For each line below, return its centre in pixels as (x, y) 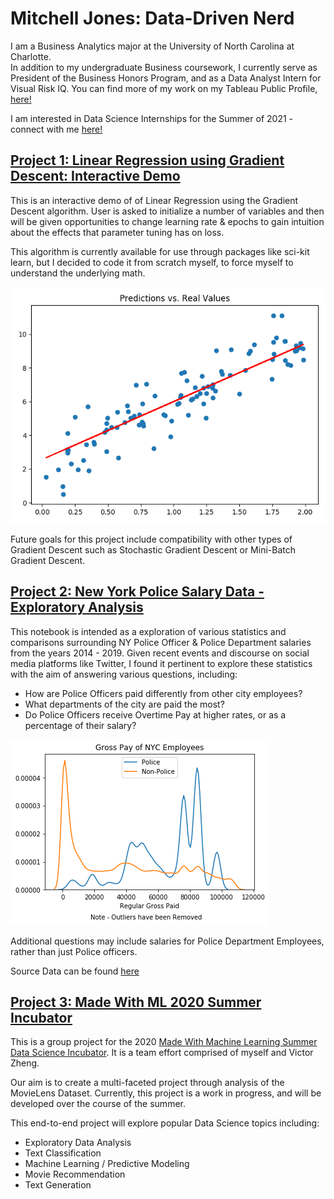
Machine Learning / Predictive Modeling (107, 1164)
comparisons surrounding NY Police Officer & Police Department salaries (161, 642)
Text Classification (63, 1153)
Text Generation (58, 1185)
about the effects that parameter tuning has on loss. (117, 232)
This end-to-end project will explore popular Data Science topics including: (165, 1123)
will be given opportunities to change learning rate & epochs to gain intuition (167, 221)
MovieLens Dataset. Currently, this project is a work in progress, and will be (166, 1093)
